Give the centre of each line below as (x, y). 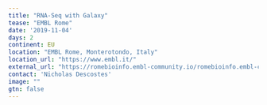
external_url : (32, 67)
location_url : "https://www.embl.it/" (72, 60)
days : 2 (21, 37)
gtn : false (26, 89)
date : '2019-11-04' (41, 30)
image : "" (25, 81)
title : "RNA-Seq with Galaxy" (58, 15)
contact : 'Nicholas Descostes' (60, 74)
